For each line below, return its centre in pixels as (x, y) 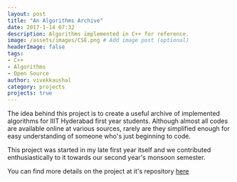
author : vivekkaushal (39, 80)
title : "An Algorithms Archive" (55, 21)
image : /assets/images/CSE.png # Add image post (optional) (99, 41)
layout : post (27, 14)
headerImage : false (36, 47)
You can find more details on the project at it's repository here (98, 171)
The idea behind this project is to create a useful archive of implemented (114, 114)
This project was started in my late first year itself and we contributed (109, 150)
